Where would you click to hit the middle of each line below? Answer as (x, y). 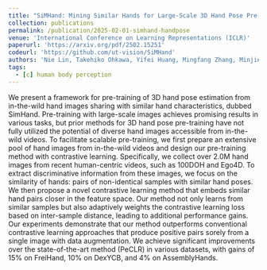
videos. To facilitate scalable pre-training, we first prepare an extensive (140, 139)
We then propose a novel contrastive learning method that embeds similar (129, 190)
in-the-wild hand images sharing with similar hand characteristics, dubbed (130, 106)
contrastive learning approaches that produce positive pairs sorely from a (129, 232)
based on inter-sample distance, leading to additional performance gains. (128, 215)
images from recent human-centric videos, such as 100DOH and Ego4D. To (132, 164)
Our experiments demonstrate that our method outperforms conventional (128, 224)
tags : (17, 67)
